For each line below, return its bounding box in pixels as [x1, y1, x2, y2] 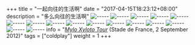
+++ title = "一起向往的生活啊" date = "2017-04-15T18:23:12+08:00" [6, 5, 178, 12]
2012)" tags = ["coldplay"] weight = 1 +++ [6, 32, 112, 39]
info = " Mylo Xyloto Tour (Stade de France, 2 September [46, 26, 188, 33]
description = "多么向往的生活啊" [6, 13, 90, 20]
